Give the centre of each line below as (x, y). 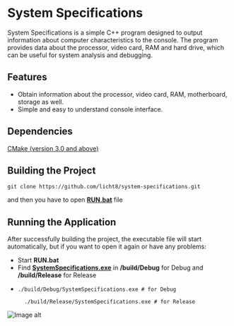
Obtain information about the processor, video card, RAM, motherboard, (122, 94)
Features (27, 77)
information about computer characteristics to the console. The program (113, 40)
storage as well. (41, 102)
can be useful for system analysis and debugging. (80, 55)
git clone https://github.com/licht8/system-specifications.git (104, 187)
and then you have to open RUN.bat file (65, 200)
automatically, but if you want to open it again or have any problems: (107, 247)
